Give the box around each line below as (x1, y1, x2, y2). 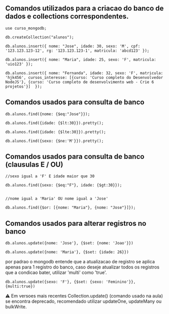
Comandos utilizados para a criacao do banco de (5, 4, 164, 13)
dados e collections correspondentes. (5, 12, 129, 21)
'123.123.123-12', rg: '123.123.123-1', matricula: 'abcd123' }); (5, 48, 150, 53)
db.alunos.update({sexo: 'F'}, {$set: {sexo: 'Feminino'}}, (5, 279, 136, 285)
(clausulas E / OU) (5, 160, 63, 169)
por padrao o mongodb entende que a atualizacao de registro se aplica (5, 259, 155, 265)
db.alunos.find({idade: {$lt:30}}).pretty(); (5, 120, 104, 125)
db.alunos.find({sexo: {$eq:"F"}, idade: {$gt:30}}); (5, 183, 123, 188)
